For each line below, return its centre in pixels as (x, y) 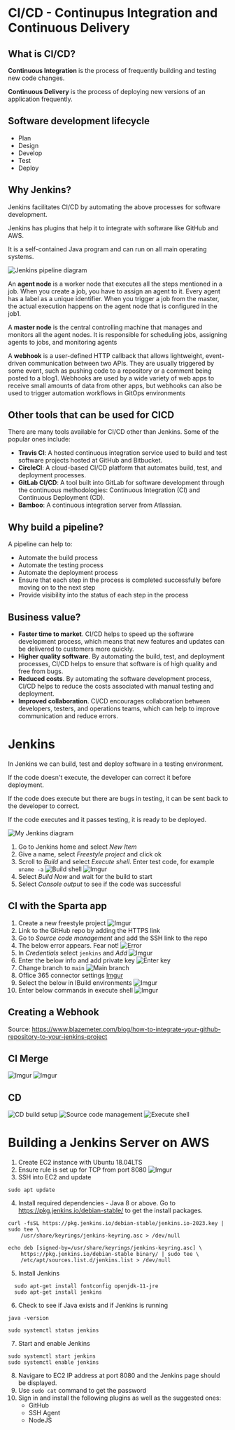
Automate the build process (58, 558)
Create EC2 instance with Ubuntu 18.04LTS (80, 1163)
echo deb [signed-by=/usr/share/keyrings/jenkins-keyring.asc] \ (105, 1248)
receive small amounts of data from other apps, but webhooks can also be (115, 385)
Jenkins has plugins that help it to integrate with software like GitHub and (113, 228)
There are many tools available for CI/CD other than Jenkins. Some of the (114, 432)
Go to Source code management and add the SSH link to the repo (113, 938)
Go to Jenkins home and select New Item (77, 847)
